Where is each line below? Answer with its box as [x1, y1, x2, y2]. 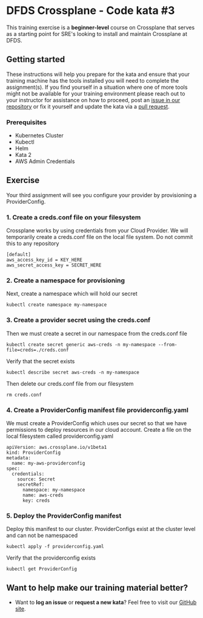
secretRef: [17, 482, 45, 488]
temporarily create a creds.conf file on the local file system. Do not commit [6, 234, 193, 241]
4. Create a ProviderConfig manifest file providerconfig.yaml [6, 406, 189, 414]
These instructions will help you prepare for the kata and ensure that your [6, 71, 190, 78]
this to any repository [6, 240, 59, 247]
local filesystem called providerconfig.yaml [6, 432, 114, 440]
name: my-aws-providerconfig [12, 460, 85, 467]
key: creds [22, 498, 50, 504]
